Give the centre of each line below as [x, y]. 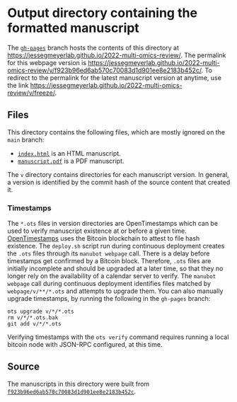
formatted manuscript [73, 28]
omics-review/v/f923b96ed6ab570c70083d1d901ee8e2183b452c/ [104, 70]
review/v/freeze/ [31, 93]
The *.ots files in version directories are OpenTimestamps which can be [112, 224]
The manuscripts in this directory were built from [79, 384]
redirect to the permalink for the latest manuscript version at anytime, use [114, 77]
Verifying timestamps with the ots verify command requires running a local [118, 337]
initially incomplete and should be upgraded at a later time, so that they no [115, 269]
